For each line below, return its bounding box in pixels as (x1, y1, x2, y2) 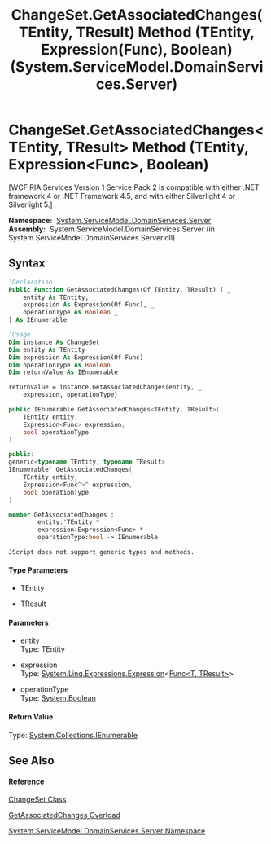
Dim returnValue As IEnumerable (8, 368, 118, 376)
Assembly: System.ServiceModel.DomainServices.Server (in (8, 224, 216, 234)
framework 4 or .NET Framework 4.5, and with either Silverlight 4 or (8, 191, 236, 200)
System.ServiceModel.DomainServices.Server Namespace (8, 826, 206, 836)
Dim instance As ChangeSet (8, 338, 100, 346)
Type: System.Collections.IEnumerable (8, 730, 138, 740)
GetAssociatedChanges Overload (8, 811, 120, 820)
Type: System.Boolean (20, 693, 96, 703)
